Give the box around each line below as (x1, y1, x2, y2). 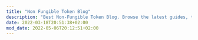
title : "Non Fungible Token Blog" (6, 8, 91, 15)
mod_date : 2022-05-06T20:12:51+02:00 (6, 25, 99, 31)
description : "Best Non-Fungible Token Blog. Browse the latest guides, (6, 14, 189, 20)
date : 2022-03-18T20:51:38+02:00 (6, 19, 88, 25)
